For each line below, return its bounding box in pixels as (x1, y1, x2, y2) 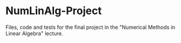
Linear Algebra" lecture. (5, 29, 63, 37)
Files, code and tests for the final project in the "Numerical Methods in (5, 24, 176, 31)
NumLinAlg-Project (5, 4, 102, 18)
